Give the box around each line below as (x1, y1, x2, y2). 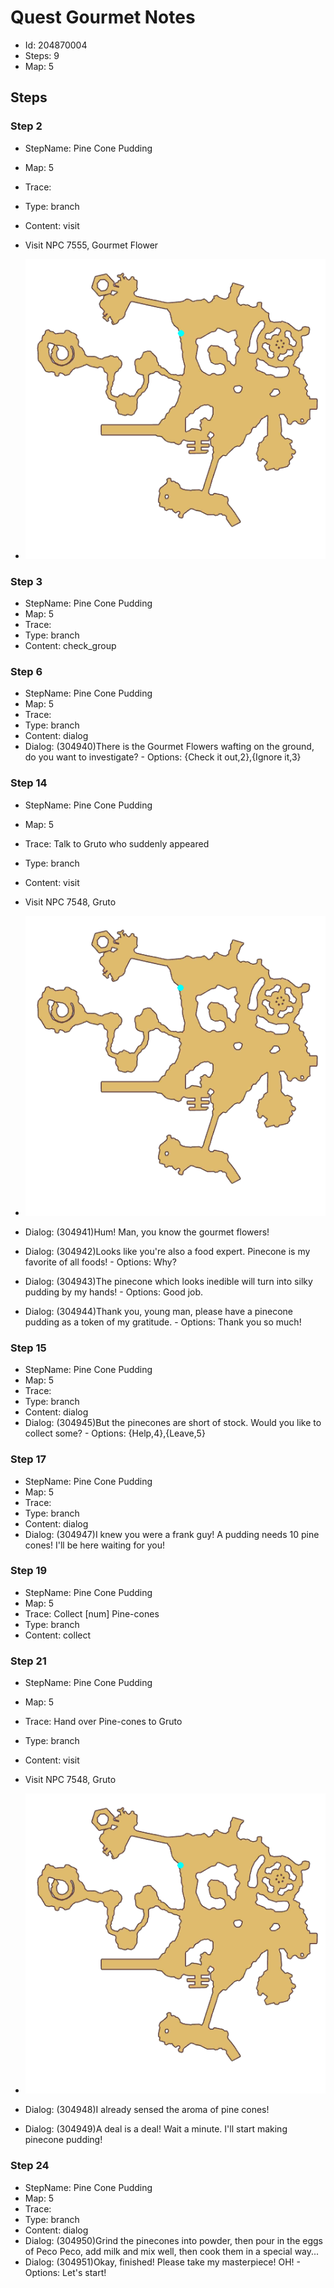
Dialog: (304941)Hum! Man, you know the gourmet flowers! (24, 1226, 270, 1238)
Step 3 (10, 574, 43, 588)
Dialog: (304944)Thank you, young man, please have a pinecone (24, 1305, 293, 1317)
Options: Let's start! (24, 2266, 107, 2278)
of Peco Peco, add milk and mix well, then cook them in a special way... (24, 2245, 320, 2257)
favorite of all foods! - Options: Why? (24, 1256, 177, 1268)
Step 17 (10, 1452, 47, 1466)
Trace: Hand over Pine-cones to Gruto (24, 1716, 183, 1728)
